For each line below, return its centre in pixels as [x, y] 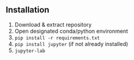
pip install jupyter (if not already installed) [71, 44]
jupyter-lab [30, 51]
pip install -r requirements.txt [57, 38]
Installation [28, 10]
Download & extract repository [53, 24]
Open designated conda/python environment [71, 31]
